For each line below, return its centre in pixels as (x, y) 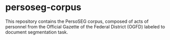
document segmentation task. (37, 32)
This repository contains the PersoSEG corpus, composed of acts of (77, 21)
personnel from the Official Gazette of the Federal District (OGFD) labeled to (85, 26)
